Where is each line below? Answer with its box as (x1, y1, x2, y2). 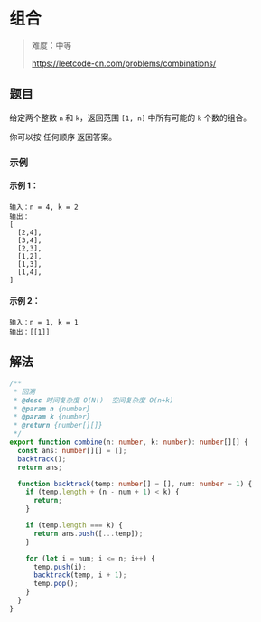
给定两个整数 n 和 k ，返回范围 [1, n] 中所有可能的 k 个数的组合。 (9, 112, 252, 123)
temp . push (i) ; (33, 562, 88, 571)
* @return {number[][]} (13, 421, 103, 430)
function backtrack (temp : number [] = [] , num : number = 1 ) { (17, 479, 253, 488)
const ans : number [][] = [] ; (17, 446, 127, 455)
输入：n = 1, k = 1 (9, 318, 79, 327)
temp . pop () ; (33, 580, 79, 589)
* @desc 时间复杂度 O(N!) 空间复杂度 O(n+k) (13, 395, 174, 405)
